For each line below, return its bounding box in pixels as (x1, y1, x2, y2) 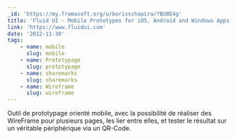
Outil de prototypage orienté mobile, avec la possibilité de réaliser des (7, 109, 212, 118)
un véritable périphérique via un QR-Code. (7, 124, 131, 133)
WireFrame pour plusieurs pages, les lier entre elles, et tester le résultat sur (7, 116, 227, 125)
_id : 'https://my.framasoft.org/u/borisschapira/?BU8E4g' (7, 10, 182, 18)
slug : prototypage (26, 63, 81, 70)
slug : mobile (26, 50, 65, 57)
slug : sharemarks (26, 76, 78, 84)
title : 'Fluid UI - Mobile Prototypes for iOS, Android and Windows (7, 17, 214, 24)
